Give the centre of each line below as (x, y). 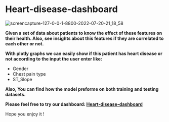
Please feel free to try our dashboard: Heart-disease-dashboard (74, 104)
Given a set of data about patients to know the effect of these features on (84, 33)
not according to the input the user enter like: (54, 58)
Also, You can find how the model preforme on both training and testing (82, 89)
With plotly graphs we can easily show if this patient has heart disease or (84, 53)
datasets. (15, 94)
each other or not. (25, 43)
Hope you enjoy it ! (25, 114)
